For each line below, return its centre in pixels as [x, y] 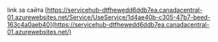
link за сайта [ [28, 10]
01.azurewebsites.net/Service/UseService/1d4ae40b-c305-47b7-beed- [109, 17]
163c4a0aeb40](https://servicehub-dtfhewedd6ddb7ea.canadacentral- [108, 24]
